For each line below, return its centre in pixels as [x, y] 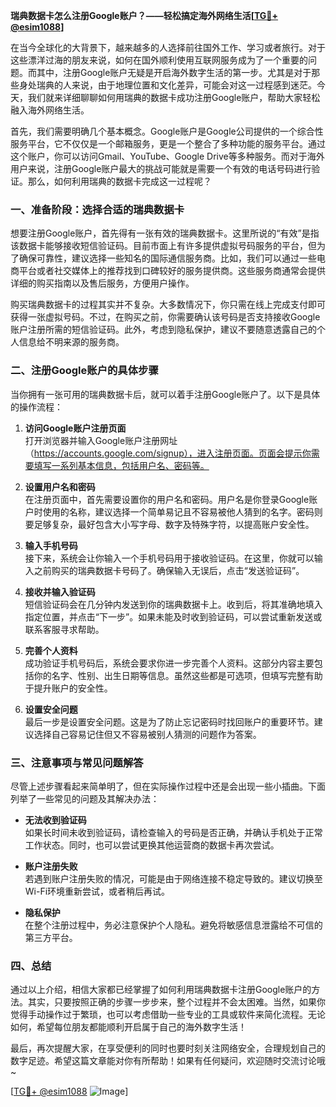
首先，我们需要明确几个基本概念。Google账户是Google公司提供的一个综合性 [167, 131]
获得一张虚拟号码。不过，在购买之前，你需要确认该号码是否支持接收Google [165, 317]
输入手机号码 [51, 545]
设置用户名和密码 [60, 486]
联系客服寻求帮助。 [64, 629]
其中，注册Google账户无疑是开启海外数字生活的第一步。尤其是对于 [174, 72]
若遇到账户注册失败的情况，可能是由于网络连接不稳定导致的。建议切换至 [173, 878]
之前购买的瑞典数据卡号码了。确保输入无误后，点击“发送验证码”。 [169, 570]
